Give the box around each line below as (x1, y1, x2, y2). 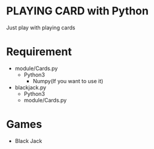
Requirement (6, 45, 72, 59)
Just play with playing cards (6, 24, 76, 31)
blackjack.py (14, 84, 47, 91)
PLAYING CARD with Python (6, 4, 149, 18)
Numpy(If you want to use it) (32, 77, 104, 84)
